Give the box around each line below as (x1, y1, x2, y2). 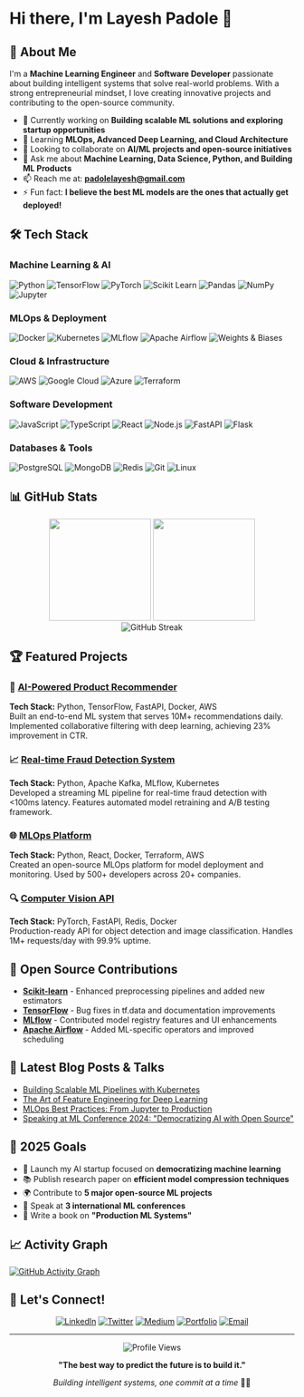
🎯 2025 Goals (9, 1140, 87, 1155)
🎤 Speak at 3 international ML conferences (22, 1200, 186, 1211)
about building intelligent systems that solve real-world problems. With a (9, 78, 280, 89)
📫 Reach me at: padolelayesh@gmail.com (22, 173, 185, 184)
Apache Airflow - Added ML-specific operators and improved (22, 1024, 255, 1035)
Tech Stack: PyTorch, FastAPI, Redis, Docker (9, 916, 177, 927)
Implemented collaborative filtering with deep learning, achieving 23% (9, 721, 271, 732)
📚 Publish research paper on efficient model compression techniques (22, 1173, 290, 1184)
